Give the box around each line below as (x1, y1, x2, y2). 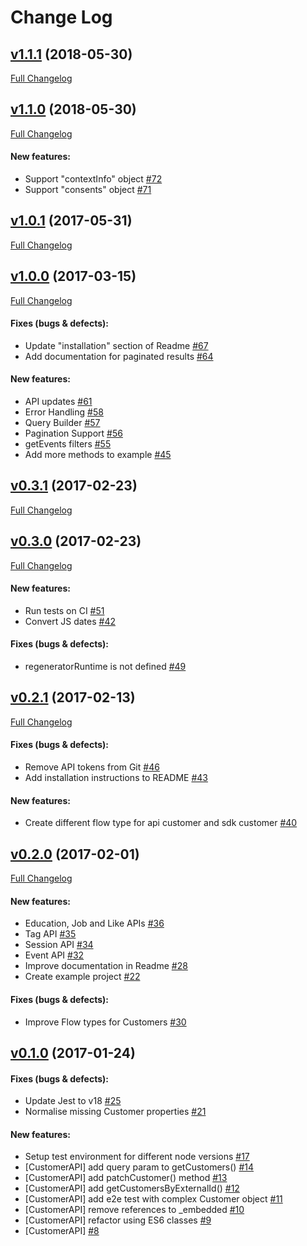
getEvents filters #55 (24, 438, 112, 450)
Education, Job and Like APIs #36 (24, 917, 165, 930)
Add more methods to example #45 (24, 449, 172, 461)
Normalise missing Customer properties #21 (24, 1106, 207, 1118)
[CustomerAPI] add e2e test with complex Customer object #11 (24, 1193, 283, 1205)
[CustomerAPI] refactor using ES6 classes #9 (24, 1214, 212, 1226)
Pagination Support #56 (24, 427, 123, 440)
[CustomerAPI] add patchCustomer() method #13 (24, 1172, 228, 1184)
